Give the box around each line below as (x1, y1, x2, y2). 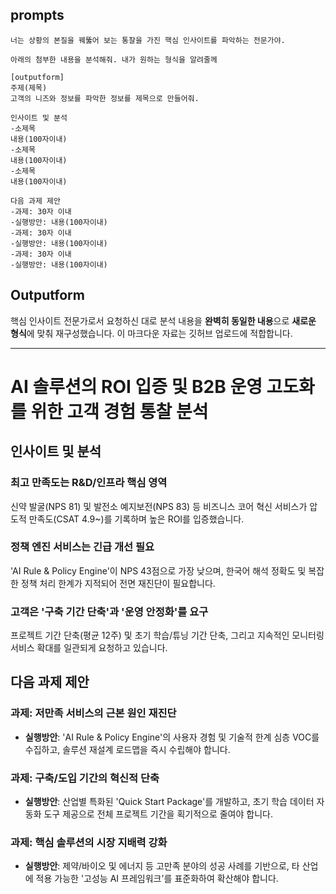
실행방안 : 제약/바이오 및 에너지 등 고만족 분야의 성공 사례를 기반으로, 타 (24, 860, 300, 872)
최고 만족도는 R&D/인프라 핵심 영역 (10, 476, 168, 490)
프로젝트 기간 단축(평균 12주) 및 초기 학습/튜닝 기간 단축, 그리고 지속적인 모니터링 (10, 629, 325, 642)
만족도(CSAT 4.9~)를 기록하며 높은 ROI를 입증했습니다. (28, 513, 245, 525)
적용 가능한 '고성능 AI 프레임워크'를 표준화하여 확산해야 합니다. (35, 873, 279, 885)
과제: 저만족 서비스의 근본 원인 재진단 (10, 706, 177, 720)
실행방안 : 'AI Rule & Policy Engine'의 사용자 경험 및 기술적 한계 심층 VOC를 (24, 731, 320, 743)
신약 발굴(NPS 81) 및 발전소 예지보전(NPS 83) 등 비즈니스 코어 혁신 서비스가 (10, 500, 308, 512)
